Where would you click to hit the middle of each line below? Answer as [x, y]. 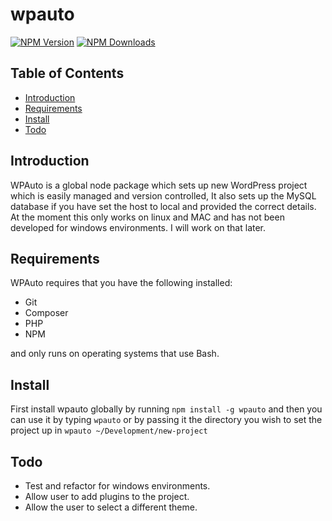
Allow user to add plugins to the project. [107, 496]
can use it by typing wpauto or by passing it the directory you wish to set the [166, 420]
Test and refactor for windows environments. [117, 486]
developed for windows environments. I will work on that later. [138, 227]
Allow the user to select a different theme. [111, 507]
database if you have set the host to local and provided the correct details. [163, 206]
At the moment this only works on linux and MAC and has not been [147, 217]
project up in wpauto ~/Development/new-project [109, 430]
